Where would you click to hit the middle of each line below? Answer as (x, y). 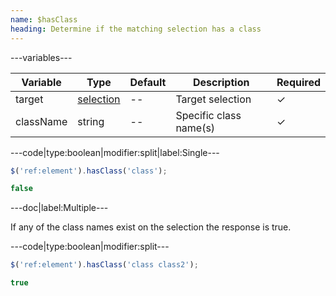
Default (148, 82)
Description (221, 82)
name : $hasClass (44, 19)
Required (298, 82)
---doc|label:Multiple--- (59, 208)
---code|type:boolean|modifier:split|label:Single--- (115, 152)
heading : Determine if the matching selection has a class (136, 29)
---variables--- (41, 57)
